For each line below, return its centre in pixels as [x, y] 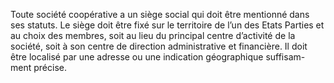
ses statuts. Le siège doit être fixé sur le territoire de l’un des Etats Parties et [167, 25]
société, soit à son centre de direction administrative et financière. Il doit [159, 46]
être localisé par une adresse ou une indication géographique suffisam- [158, 57]
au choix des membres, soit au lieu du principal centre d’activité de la [153, 35]
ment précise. [38, 67]
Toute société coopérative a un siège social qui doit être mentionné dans [160, 14]
